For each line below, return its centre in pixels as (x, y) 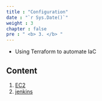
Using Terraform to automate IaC (55, 51)
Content (22, 70)
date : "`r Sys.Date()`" (37, 18)
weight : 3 (20, 23)
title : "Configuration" (37, 12)
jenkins (24, 91)
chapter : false (26, 29)
